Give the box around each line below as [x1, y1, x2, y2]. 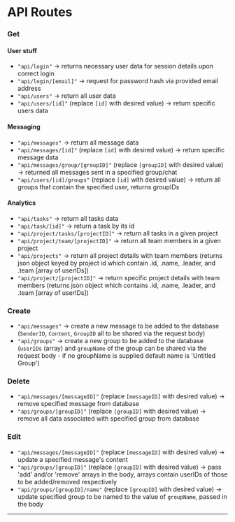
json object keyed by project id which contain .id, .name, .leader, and [17, 259, 215, 267]
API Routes [7, 4, 73, 20]
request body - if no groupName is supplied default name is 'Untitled [17, 351, 216, 360]
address [17, 85, 41, 93]
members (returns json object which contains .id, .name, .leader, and [17, 281, 215, 289]
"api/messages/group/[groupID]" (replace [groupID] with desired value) [17, 160, 224, 168]
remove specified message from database [17, 400, 140, 408]
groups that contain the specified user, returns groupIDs [17, 182, 180, 191]
